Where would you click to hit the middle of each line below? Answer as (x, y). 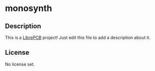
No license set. (20, 64)
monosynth (29, 8)
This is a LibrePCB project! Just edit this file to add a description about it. (78, 37)
